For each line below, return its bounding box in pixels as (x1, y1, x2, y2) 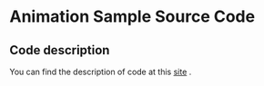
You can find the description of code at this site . (9, 66, 192, 77)
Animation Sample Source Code (9, 6, 256, 27)
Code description (9, 43, 110, 58)
